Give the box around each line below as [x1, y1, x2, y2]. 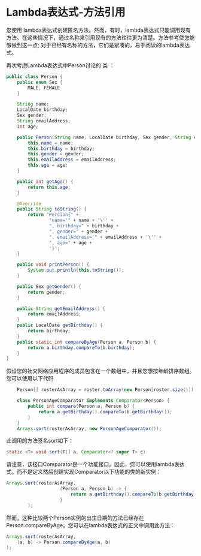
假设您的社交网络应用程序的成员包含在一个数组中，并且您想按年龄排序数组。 [6, 367, 195, 375]
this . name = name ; [28, 140, 74, 146]
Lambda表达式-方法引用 [6, 5, 126, 19]
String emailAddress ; [17, 118, 71, 124]
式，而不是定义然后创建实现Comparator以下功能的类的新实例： [6, 468, 162, 476]
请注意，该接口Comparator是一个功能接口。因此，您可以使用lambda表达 [6, 461, 185, 468]
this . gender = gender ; [28, 151, 84, 157]
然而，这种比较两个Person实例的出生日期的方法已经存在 [6, 514, 145, 521]
